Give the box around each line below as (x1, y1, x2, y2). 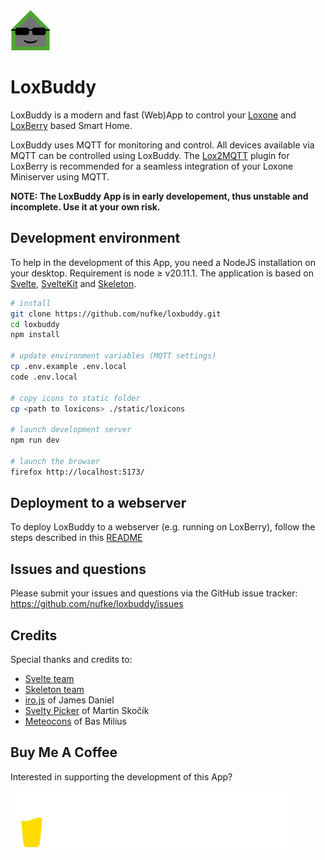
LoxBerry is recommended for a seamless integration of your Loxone (10, 160, 294, 172)
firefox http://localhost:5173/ (10, 467, 145, 477)
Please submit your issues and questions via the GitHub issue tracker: (10, 587, 298, 599)
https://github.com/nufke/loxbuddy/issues (10, 598, 184, 610)
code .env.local (10, 372, 78, 382)
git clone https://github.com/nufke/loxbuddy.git (10, 309, 222, 319)
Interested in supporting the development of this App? (10, 770, 233, 783)
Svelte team (24, 673, 75, 685)
